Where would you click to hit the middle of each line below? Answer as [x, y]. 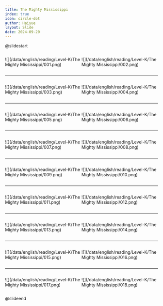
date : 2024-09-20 [23, 32]
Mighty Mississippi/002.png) [110, 64]
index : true [17, 14]
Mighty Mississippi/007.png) [33, 147]
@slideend [16, 298]
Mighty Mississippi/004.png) [110, 92]
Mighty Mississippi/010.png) [110, 175]
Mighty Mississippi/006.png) [110, 120]
